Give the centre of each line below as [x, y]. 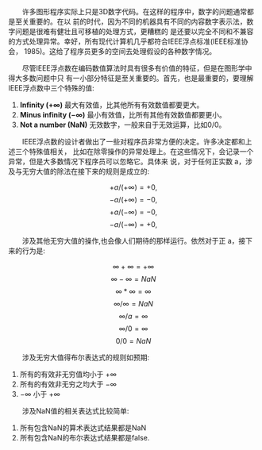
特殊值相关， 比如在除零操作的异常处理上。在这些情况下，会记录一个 [141, 152]
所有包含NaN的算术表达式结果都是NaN [83, 428]
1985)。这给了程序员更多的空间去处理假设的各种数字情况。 [120, 51]
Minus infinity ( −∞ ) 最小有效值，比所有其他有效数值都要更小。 [123, 115]
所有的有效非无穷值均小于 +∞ [68, 374]
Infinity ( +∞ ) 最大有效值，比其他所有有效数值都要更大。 [112, 105]
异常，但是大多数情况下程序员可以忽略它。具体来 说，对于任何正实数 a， [127, 162]
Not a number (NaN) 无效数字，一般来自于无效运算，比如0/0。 [123, 125]
